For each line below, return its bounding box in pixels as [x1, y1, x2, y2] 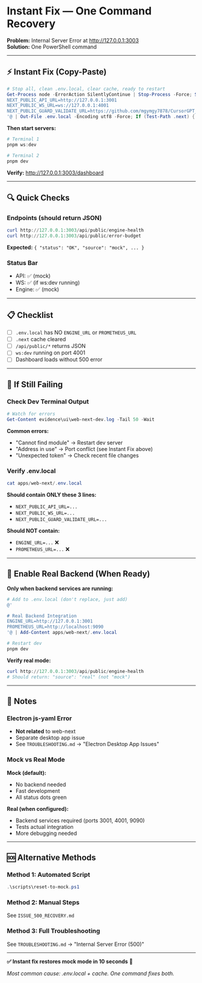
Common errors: [7, 427, 49, 434]
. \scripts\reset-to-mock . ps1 [7, 884, 80, 890]
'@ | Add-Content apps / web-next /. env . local [7, 630, 117, 636]
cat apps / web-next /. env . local [7, 480, 83, 486]
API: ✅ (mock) [15, 272, 51, 279]
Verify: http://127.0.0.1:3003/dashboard [7, 169, 104, 176]
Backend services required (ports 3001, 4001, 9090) [15, 817, 145, 824]
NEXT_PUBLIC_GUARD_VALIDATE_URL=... [15, 516, 107, 522]
